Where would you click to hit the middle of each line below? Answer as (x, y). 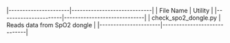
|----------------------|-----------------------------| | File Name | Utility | (110, 11)
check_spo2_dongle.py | (186, 18)
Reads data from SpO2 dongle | (51, 25)
